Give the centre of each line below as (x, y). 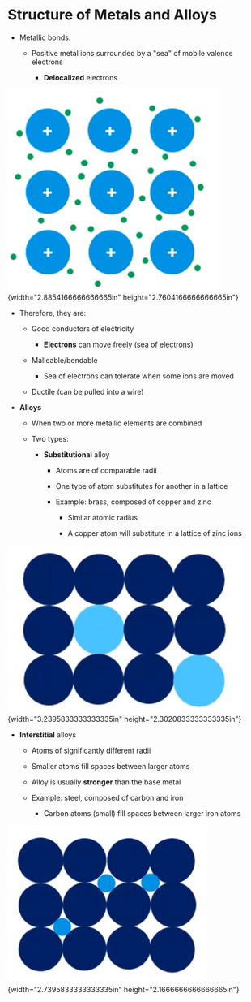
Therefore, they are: (53, 313)
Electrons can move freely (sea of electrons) (118, 344)
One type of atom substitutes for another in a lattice (142, 486)
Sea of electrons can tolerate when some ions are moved (138, 376)
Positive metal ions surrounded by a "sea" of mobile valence (132, 53)
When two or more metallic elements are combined (117, 423)
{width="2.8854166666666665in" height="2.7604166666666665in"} (123, 297)
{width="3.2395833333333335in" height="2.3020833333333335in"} (125, 719)
